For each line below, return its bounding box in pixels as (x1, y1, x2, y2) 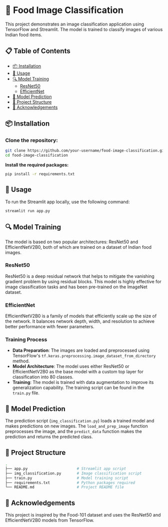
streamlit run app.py (5, 208, 50, 213)
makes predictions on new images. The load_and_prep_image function (5, 423, 148, 429)
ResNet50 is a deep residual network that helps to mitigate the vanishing (5, 273, 155, 279)
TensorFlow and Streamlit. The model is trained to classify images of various (5, 26, 163, 32)
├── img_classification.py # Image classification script (5, 470, 142, 476)
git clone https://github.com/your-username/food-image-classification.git (5, 148, 166, 153)
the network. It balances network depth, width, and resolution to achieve (5, 318, 155, 324)
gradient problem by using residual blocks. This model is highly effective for (5, 278, 161, 284)
